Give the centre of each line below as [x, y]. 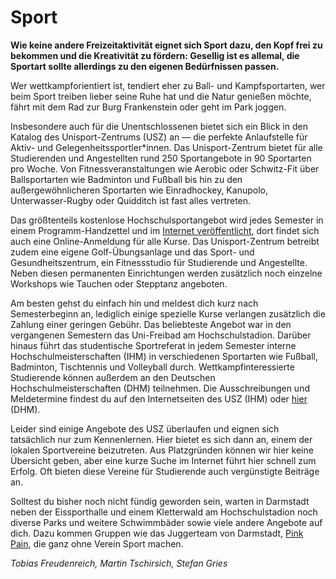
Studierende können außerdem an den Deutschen [113, 377]
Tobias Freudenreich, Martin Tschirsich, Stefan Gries [119, 563]
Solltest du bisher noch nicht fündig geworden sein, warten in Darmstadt [160, 501]
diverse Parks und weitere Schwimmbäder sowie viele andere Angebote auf [166, 522]
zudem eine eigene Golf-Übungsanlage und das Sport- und [132, 252]
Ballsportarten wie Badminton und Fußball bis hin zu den [126, 179]
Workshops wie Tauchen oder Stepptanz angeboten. [119, 283]
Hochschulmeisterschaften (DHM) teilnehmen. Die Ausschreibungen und [160, 388]
